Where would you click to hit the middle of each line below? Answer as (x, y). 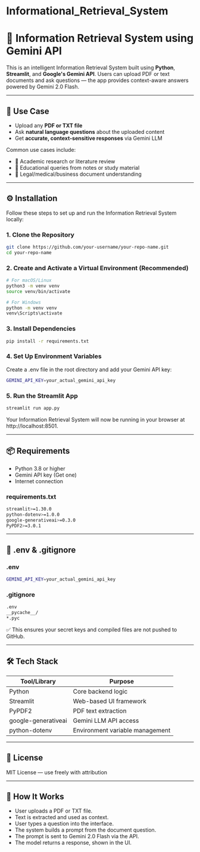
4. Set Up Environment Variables (54, 356)
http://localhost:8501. (32, 426)
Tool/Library (38, 681)
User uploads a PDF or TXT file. (54, 811)
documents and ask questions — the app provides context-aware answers (97, 80)
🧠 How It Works (35, 796)
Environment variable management (122, 730)
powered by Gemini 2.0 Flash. (43, 87)
